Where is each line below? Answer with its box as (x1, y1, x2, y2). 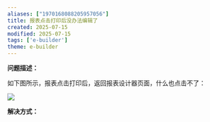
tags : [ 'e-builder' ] (7, 37, 69, 44)
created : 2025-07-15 (7, 23, 69, 30)
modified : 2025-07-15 (7, 30, 71, 38)
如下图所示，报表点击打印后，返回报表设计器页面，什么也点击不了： (7, 79, 206, 87)
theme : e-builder (7, 43, 59, 50)
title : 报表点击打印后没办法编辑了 (7, 17, 98, 24)
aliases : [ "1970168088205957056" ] (7, 10, 110, 18)
